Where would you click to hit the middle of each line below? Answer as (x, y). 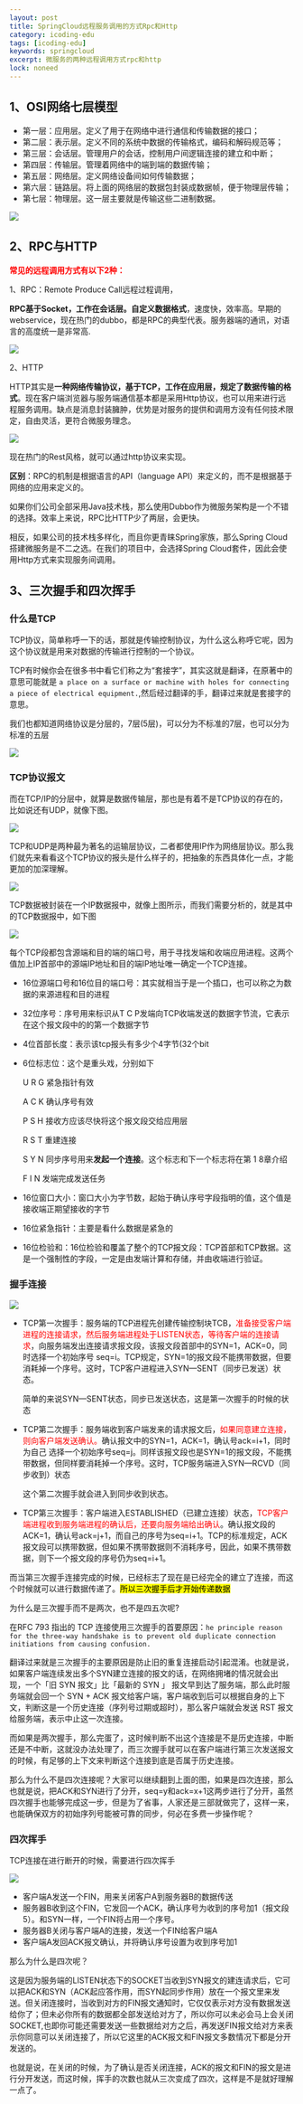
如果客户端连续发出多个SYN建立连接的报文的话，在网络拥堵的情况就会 (140, 1673)
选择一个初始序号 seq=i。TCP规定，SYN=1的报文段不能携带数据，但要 (161, 1356)
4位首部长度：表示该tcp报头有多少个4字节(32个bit (115, 1044)
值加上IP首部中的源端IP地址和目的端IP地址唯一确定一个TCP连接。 (131, 964)
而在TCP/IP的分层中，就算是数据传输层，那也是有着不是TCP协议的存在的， (149, 799)
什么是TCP (33, 618)
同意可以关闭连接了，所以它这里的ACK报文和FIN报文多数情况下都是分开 (158, 2037)
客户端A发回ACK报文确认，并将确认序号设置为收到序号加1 (129, 1942)
